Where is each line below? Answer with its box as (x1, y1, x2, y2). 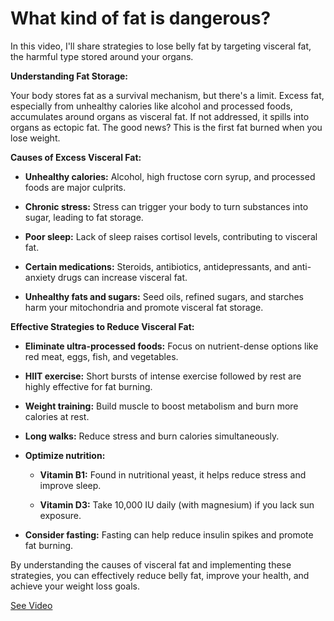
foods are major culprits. (24, 181, 127, 193)
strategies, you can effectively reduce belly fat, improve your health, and (10, 569, 310, 581)
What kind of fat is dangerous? (10, 7, 272, 30)
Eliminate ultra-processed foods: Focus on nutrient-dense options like (24, 340, 319, 352)
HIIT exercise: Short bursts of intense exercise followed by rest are (24, 370, 302, 382)
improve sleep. (39, 479, 102, 491)
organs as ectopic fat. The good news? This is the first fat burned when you (10, 121, 323, 133)
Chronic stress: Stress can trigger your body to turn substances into (24, 200, 309, 212)
